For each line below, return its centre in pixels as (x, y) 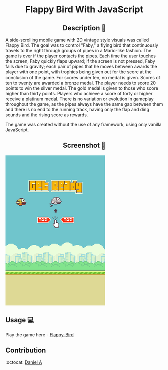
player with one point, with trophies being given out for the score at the (78, 72)
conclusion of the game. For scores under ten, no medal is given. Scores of (83, 77)
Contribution (26, 351)
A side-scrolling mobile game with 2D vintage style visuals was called (77, 40)
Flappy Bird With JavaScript (84, 9)
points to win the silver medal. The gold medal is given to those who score (82, 88)
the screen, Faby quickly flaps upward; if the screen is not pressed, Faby (80, 61)
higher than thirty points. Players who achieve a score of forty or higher (79, 93)
